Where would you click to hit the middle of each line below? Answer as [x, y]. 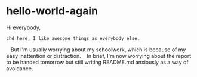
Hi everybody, [23, 27]
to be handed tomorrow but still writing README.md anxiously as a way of [98, 62]
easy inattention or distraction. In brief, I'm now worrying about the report [99, 56]
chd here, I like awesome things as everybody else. [73, 38]
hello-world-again [52, 11]
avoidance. [20, 68]
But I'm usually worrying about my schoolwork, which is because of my [98, 50]
